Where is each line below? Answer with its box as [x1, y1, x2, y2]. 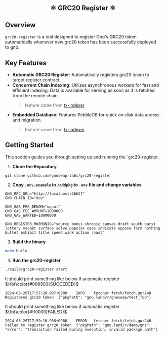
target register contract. [12, 77, 61, 83]
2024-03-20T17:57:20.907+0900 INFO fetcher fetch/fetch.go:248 [5, 291, 152, 296]
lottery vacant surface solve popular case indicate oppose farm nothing [5, 225, 161, 231]
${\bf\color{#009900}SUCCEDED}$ [5, 281, 79, 287]
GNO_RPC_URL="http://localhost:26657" [5, 191, 85, 196]
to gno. [5, 44, 20, 50]
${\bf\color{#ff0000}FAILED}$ [5, 308, 67, 315]
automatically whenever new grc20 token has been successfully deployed [5, 39, 157, 45]
